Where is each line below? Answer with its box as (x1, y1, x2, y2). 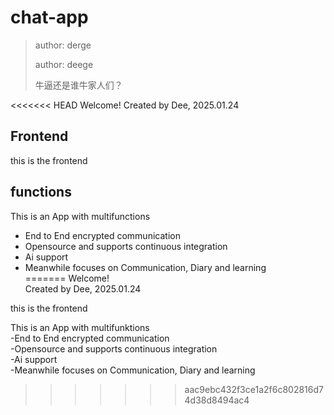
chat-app (10, 6, 89, 29)
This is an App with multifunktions (10, 321, 150, 333)
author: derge (34, 39, 92, 51)
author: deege (34, 58, 94, 70)
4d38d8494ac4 (184, 394, 250, 406)
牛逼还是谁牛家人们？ (34, 79, 123, 91)
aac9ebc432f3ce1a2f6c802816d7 (184, 383, 324, 395)
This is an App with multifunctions (10, 210, 151, 222)
